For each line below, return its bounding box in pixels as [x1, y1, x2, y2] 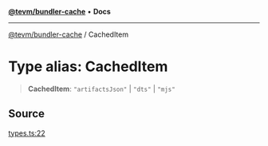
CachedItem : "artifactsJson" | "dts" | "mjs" [27, 84, 175, 93]
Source [8, 107, 45, 120]
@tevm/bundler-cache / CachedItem [8, 30, 129, 39]
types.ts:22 [8, 128, 45, 138]
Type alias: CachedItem [8, 57, 168, 76]
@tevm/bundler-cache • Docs [8, 7, 112, 16]
